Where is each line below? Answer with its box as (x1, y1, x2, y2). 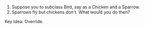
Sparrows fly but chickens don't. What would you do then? (11, 9, 130, 15)
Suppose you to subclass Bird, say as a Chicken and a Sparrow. (11, 4, 140, 10)
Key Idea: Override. (4, 19, 44, 24)
